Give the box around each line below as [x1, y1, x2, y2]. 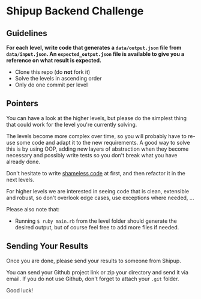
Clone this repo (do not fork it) [14, 68, 91, 76]
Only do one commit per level [14, 81, 88, 88]
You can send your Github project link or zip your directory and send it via [6, 268, 189, 276]
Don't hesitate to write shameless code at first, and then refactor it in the [6, 169, 186, 177]
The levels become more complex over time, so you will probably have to [6, 132, 187, 139]
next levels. [6, 176, 35, 183]
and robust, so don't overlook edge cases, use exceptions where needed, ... [6, 194, 194, 201]
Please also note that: [6, 205, 60, 213]
